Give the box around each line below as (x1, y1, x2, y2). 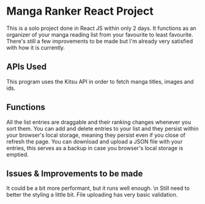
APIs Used (6, 62, 47, 72)
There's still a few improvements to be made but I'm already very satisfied (6, 37, 193, 45)
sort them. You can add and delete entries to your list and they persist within (6, 125, 199, 132)
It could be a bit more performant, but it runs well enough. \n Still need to (6, 184, 190, 192)
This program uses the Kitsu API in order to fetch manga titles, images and (6, 78, 194, 85)
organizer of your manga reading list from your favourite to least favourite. (6, 31, 193, 38)
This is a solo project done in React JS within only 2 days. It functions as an (6, 24, 197, 32)
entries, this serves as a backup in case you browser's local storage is (6, 144, 184, 151)
